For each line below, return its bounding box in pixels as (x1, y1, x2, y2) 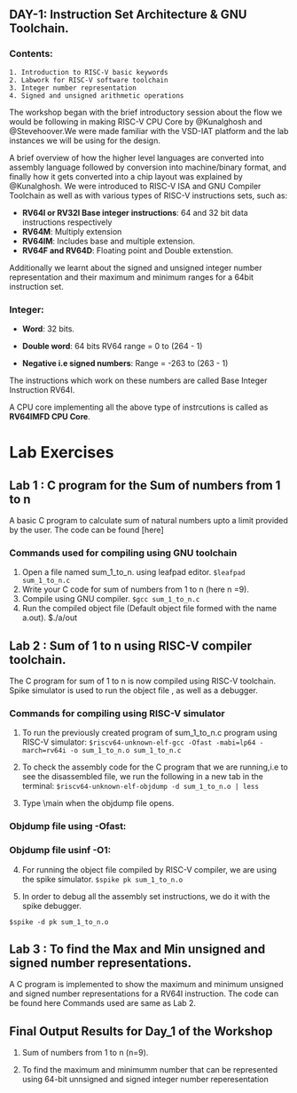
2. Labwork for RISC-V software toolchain (9, 76, 168, 84)
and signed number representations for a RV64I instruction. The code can (9, 988, 279, 999)
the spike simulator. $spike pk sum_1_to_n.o (21, 874, 184, 884)
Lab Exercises (9, 443, 114, 463)
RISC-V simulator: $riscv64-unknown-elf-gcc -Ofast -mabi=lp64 (21, 737, 256, 747)
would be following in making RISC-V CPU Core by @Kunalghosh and (9, 116, 263, 127)
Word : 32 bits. (21, 323, 75, 334)
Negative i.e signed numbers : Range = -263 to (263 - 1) (21, 357, 229, 368)
